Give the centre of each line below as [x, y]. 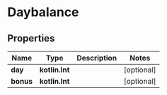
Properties [31, 38]
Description [97, 58]
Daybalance [43, 12]
